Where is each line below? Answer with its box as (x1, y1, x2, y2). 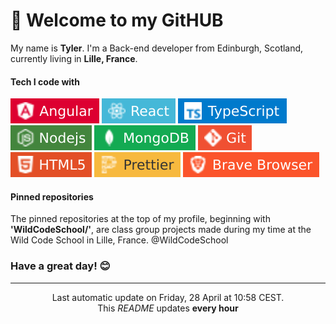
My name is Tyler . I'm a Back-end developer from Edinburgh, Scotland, (10, 42, 304, 54)
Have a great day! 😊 (10, 259, 111, 273)
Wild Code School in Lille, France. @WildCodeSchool (10, 234, 229, 246)
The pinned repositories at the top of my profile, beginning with (10, 213, 271, 225)
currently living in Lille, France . (10, 52, 138, 64)
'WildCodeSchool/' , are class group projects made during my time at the (10, 224, 312, 236)
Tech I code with (10, 75, 80, 88)
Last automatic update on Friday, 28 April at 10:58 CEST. (51, 291, 285, 303)
